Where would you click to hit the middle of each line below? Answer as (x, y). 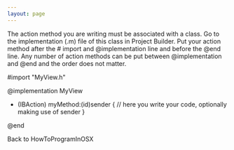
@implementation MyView (45, 90)
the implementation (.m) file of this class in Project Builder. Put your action (114, 41)
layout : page (26, 14)
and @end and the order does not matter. (67, 63)
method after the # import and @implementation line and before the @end (114, 48)
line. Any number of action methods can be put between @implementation (115, 56)
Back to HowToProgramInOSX (50, 139)
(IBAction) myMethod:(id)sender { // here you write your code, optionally (122, 104)
